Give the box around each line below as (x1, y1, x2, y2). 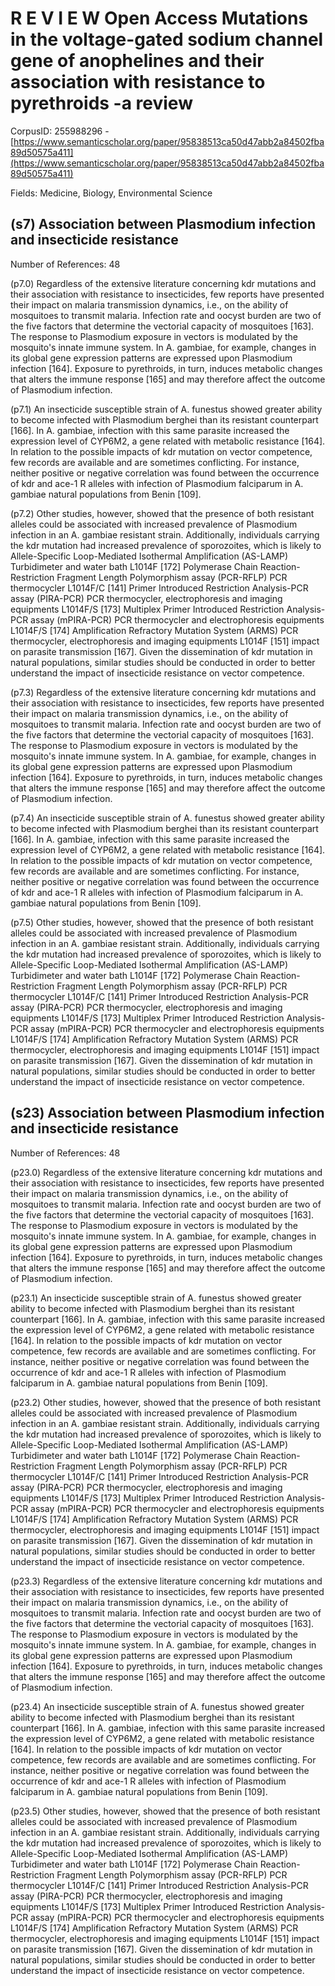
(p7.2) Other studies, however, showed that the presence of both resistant (10, 507, 315, 519)
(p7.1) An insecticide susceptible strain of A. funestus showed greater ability (10, 403, 323, 415)
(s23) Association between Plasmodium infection (10, 1105, 325, 1122)
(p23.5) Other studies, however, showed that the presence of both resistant (10, 1805, 321, 1817)
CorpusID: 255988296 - (10, 125, 110, 137)
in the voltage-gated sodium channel (10, 28, 324, 51)
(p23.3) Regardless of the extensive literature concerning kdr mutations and (10, 1575, 323, 1587)
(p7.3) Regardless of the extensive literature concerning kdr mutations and (10, 686, 317, 698)
